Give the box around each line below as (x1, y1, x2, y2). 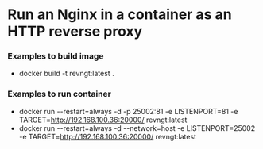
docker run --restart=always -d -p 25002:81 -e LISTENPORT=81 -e (18, 106, 238, 116)
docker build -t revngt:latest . (18, 69, 114, 78)
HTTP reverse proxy (7, 22, 143, 40)
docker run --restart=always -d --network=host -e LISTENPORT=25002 (18, 123, 256, 132)
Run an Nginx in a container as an (7, 6, 232, 24)
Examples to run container (7, 89, 112, 100)
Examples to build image (7, 51, 104, 62)
